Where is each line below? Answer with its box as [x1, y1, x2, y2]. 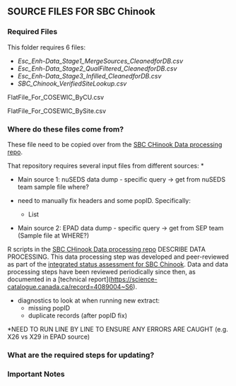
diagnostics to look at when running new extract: [17, 296, 160, 305]
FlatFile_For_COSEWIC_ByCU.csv [7, 93, 105, 101]
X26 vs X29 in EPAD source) [7, 332, 90, 341]
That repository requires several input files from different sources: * [7, 161, 204, 170]
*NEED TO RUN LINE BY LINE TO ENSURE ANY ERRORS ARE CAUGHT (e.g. [7, 324, 228, 333]
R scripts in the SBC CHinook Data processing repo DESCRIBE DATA [7, 245, 206, 253]
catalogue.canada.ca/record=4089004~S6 [7, 282, 134, 291]
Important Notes [7, 369, 65, 379]
